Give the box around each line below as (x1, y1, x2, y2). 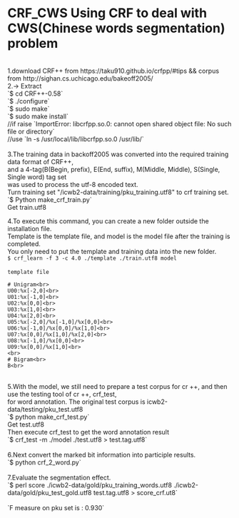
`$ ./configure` (7, 96, 50, 105)
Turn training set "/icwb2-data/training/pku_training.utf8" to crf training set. (7, 188, 230, 196)
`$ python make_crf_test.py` (7, 412, 90, 421)
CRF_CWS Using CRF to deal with (7, 5, 208, 21)
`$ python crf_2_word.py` (7, 458, 81, 467)
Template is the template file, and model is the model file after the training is (7, 232, 230, 240)
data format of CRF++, (7, 157, 73, 166)
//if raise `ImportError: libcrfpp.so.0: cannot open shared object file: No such (7, 119, 232, 128)
